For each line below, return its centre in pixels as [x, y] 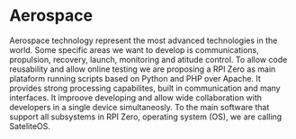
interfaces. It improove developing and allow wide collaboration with [136, 97]
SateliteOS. [30, 126]
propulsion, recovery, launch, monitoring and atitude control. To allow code [148, 59]
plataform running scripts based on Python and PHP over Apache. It [135, 78]
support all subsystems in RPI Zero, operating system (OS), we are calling [146, 117]
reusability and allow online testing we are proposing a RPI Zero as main [143, 69]
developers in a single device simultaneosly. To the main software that [139, 107]
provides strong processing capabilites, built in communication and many [145, 88]
